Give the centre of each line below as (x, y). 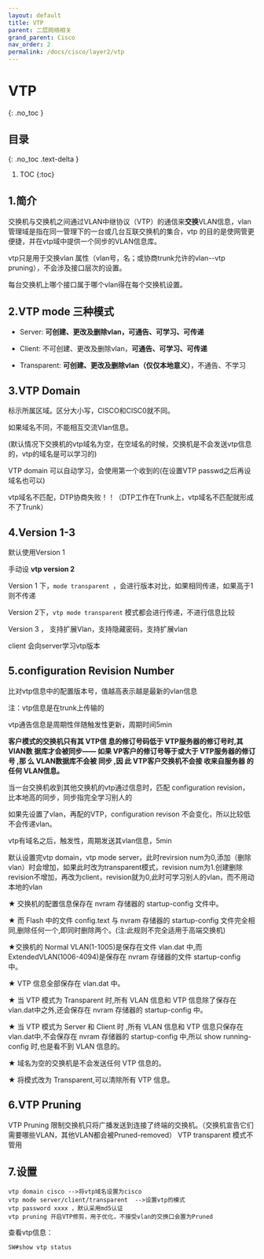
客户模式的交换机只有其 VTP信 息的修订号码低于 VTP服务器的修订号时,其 (126, 741)
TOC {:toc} (37, 174)
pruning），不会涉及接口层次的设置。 (67, 268)
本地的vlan (26, 887)
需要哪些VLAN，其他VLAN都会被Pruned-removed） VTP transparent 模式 (127, 1135)
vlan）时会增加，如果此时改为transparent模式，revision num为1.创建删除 (126, 867)
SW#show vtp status (40, 1248)
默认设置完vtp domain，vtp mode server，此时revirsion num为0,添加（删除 (130, 857)
